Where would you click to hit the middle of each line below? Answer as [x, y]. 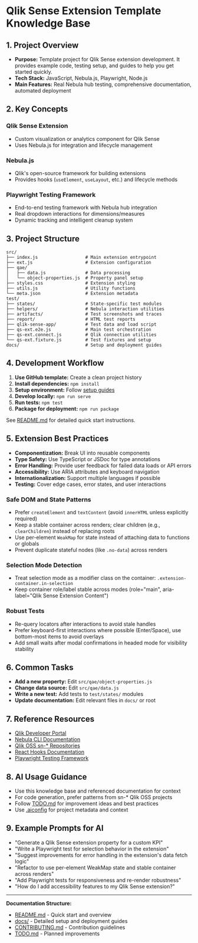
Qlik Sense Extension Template [84, 11]
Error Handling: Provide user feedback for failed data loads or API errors [103, 465]
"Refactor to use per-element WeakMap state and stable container [95, 868]
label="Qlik [28, 596]
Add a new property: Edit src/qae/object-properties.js [83, 682]
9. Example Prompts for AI [55, 828]
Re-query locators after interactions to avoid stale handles [85, 624]
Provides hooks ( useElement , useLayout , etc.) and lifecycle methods [96, 179]
